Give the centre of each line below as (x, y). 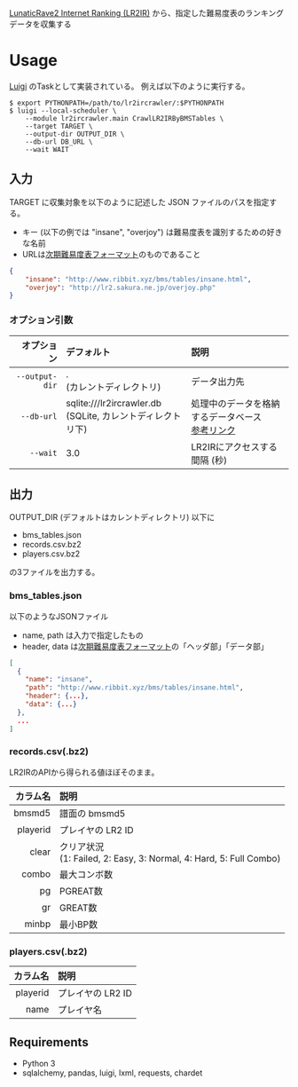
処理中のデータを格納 (235, 404)
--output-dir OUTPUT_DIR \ (75, 134)
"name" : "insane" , (59, 680)
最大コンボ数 (86, 874)
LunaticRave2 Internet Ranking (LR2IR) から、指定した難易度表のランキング (147, 13)
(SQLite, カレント (102, 415)
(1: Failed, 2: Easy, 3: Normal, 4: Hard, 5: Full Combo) (170, 858)
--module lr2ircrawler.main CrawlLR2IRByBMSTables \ (125, 118)
